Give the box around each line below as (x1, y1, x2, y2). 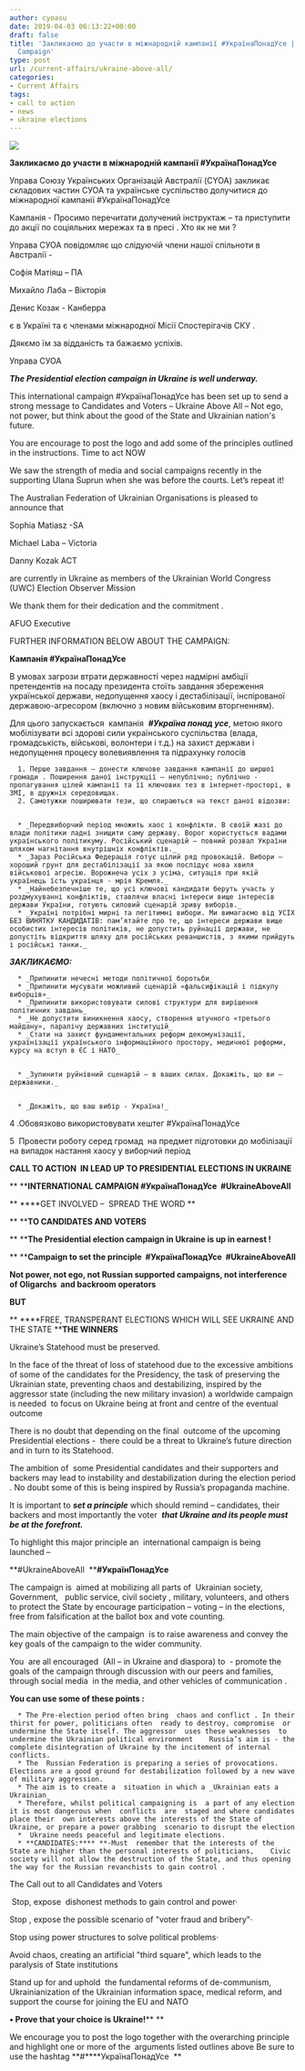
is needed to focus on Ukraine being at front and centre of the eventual (9, 1398, 279, 1409)
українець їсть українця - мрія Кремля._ (9, 877, 169, 886)
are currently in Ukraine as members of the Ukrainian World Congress (9, 573, 271, 584)
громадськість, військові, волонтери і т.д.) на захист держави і (9, 737, 255, 749)
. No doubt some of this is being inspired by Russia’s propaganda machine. (9, 1482, 290, 1493)
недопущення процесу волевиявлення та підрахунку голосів (9, 747, 246, 758)
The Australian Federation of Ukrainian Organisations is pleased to (9, 492, 259, 503)
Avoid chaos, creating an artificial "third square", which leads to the (9, 1950, 262, 1961)
